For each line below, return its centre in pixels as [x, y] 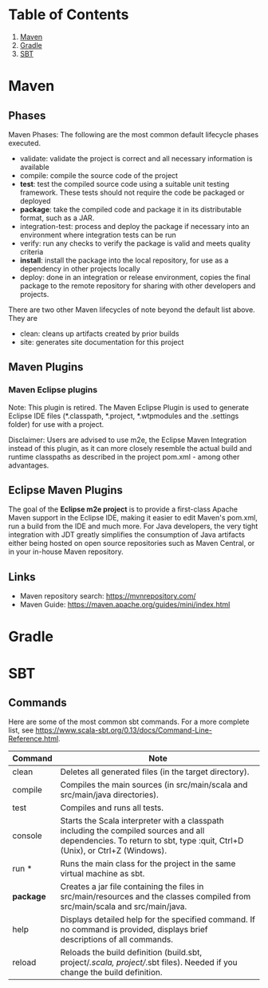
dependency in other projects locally [80, 268]
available [34, 167]
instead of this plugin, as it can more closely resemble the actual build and [130, 448]
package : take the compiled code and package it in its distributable [130, 209]
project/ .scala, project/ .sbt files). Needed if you [149, 962]
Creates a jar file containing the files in [132, 887]
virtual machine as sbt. [102, 874]
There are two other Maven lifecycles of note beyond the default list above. [132, 310]
